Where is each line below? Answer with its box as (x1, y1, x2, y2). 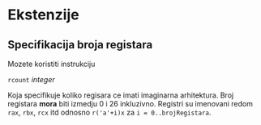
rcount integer (7, 75, 56, 84)
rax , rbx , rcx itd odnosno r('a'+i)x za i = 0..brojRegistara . (7, 107, 212, 117)
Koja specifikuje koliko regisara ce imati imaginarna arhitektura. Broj (7, 90, 234, 100)
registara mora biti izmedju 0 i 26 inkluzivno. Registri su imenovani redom (7, 99, 253, 108)
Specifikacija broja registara (7, 38, 153, 52)
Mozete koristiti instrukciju (7, 59, 96, 69)
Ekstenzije (7, 6, 79, 24)
